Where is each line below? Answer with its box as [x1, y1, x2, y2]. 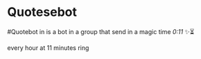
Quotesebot [7, 4, 78, 20]
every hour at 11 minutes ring [7, 43, 89, 52]
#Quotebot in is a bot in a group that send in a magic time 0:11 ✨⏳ [7, 27, 195, 35]
